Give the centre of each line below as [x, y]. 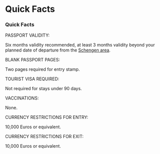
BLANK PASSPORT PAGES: [33, 60]
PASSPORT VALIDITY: [27, 35]
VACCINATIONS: [22, 98]
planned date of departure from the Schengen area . [58, 50]
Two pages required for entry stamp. [43, 69]
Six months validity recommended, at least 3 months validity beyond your [80, 45]
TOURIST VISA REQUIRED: [32, 79]
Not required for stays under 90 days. [44, 89]
